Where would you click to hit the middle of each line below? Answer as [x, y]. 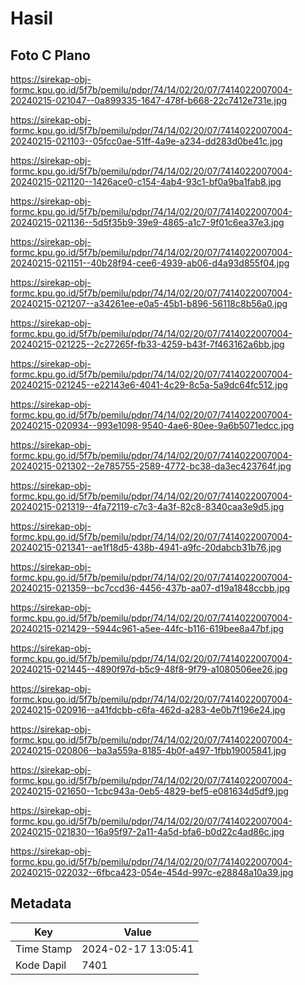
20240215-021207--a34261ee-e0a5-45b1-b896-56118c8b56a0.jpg [149, 303]
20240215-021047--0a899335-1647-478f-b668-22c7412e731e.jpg [149, 100]
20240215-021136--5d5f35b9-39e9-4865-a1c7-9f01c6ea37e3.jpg [147, 222]
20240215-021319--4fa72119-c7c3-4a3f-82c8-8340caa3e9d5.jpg [147, 506]
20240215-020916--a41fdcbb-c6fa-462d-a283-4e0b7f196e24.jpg [148, 710]
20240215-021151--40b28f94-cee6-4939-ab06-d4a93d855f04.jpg [150, 263]
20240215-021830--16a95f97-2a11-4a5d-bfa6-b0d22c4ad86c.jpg [147, 831]
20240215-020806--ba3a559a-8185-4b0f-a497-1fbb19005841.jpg [148, 750]
